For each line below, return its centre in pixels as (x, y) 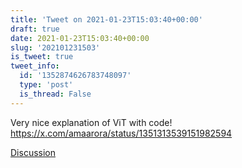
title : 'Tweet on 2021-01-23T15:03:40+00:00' (106, 19)
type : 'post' (46, 85)
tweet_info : (35, 66)
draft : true (35, 29)
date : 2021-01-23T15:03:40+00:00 (80, 38)
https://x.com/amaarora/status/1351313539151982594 (121, 133)
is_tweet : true (42, 57)
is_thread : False (55, 94)
